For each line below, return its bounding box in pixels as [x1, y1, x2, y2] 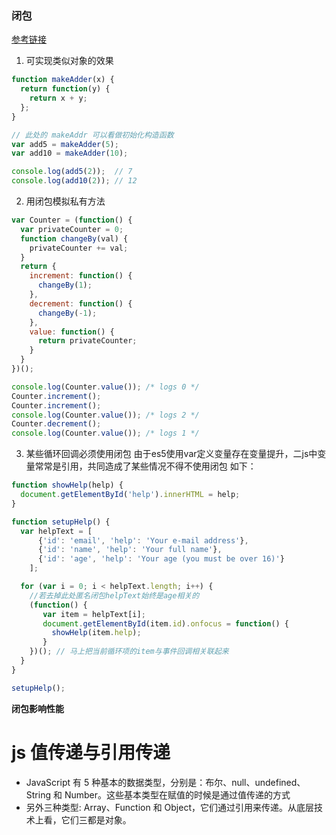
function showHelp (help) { [11, 480, 124, 491]
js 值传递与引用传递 [11, 741, 171, 764]
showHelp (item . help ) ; [51, 628, 142, 638]
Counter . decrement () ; [11, 419, 102, 429]
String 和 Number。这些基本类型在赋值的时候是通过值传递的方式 [25, 788, 291, 801]
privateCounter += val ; [29, 243, 129, 253]
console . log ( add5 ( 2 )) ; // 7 [11, 167, 133, 177]
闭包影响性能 [11, 702, 64, 714]
